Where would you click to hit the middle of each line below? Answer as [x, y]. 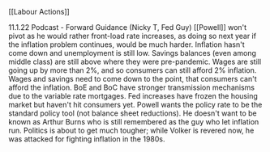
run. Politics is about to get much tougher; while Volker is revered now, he [131, 130]
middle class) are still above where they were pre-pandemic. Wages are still [135, 61]
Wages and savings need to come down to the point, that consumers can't [133, 79]
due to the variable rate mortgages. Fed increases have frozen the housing [133, 96]
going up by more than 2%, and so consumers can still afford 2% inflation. [133, 70]
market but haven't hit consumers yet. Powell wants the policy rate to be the [135, 105]
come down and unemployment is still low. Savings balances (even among [133, 53]
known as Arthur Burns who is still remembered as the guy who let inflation [134, 122]
